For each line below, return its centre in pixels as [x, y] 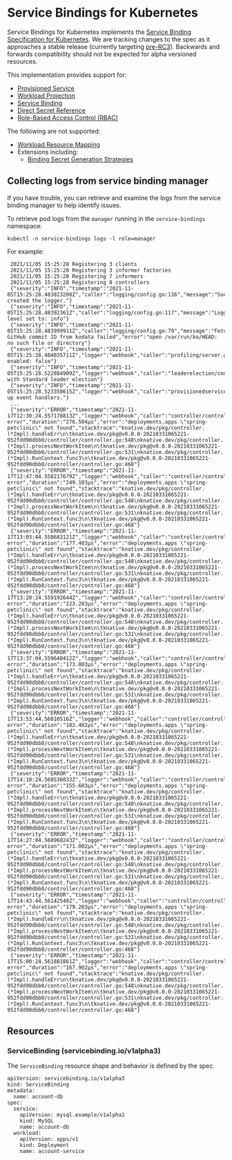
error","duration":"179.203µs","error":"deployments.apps [92, 907]
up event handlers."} [38, 397]
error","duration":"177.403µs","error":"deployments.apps [92, 543]
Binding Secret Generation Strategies [80, 159]
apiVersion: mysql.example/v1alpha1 [72, 1115]
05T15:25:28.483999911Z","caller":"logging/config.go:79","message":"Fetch [118, 331]
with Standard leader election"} [55, 379]
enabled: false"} [32, 361]
